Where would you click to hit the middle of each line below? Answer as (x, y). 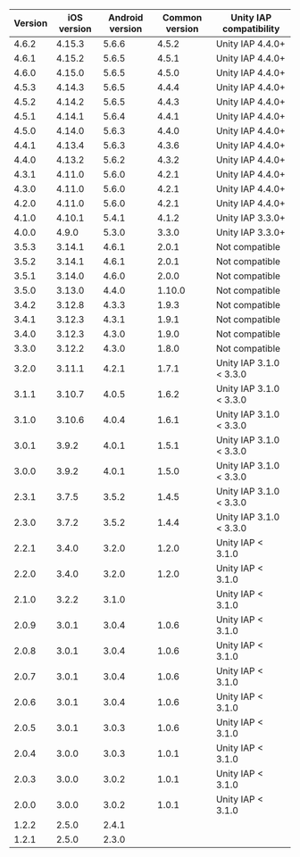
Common (182, 17)
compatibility (251, 29)
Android (126, 17)
